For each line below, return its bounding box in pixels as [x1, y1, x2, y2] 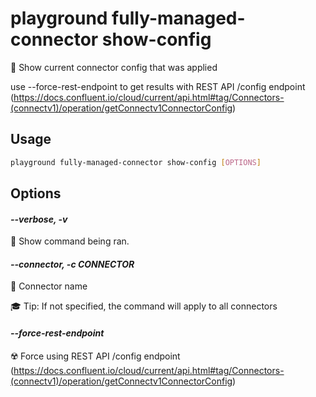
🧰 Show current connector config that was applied [10, 61, 218, 73]
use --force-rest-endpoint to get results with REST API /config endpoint [10, 80, 306, 92]
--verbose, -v [10, 213, 68, 225]
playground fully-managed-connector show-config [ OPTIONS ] [10, 157, 262, 167]
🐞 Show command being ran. [10, 235, 130, 247]
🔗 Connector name [10, 280, 88, 292]
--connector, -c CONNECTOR [10, 258, 135, 270]
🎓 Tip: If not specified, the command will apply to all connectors [10, 300, 278, 312]
